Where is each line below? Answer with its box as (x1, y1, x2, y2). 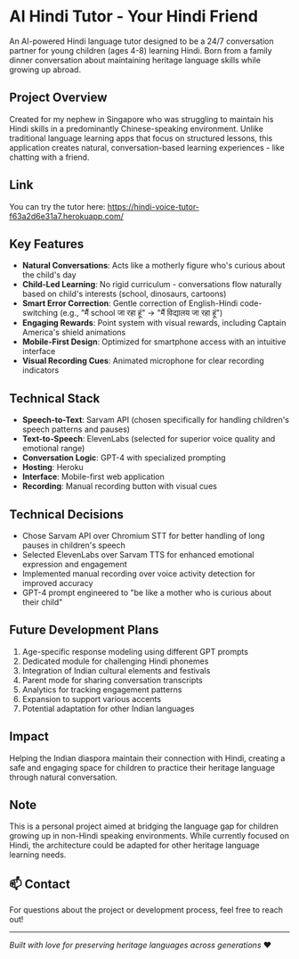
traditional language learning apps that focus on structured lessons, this (9, 132, 273, 144)
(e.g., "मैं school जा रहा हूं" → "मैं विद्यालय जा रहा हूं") (59, 308, 223, 318)
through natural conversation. (9, 772, 118, 782)
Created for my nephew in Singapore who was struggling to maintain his (9, 113, 274, 124)
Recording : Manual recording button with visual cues (21, 481, 218, 492)
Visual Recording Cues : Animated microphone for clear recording (21, 355, 264, 367)
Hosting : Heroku (21, 462, 85, 473)
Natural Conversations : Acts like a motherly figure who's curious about (21, 260, 286, 271)
